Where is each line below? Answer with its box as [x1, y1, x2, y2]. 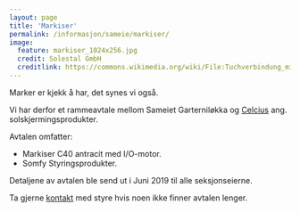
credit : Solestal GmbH [17, 54, 102, 63]
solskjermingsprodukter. [9, 113, 98, 125]
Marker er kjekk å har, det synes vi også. [9, 86, 159, 98]
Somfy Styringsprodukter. [21, 158, 118, 168]
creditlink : [17, 63, 62, 72]
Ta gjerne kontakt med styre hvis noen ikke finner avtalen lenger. [9, 192, 248, 203]
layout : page [9, 12, 58, 22]
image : [9, 37, 34, 47]
